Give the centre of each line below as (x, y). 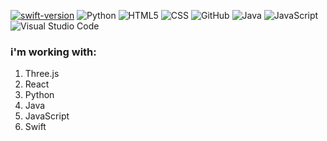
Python (39, 95)
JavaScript (47, 116)
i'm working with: (53, 52)
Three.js (42, 74)
